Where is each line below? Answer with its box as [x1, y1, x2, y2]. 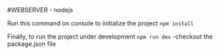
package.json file [7, 40, 57, 47]
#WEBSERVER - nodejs [7, 6, 73, 14]
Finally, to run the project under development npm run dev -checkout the [7, 32, 213, 41]
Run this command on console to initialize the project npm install [7, 19, 194, 27]
